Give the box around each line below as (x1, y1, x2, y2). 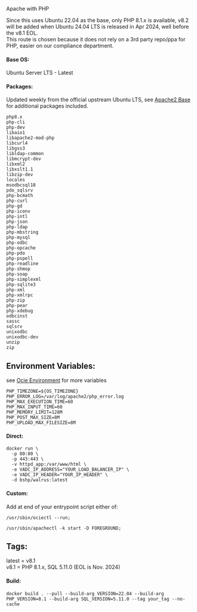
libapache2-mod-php (6, 135, 55, 141)
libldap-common (6, 151, 44, 157)
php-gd (6, 203, 23, 209)
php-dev (6, 125, 26, 131)
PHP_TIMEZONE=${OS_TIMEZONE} (6, 389, 79, 395)
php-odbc (6, 240, 28, 246)
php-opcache (6, 245, 36, 251)
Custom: (6, 490, 28, 497)
